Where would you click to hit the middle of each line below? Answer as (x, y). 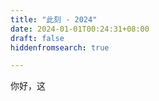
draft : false (37, 38)
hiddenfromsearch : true (60, 47)
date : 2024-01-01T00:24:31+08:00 (80, 29)
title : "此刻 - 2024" (54, 19)
